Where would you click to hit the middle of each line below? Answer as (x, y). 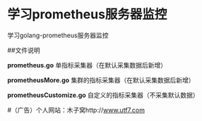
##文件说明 (24, 50)
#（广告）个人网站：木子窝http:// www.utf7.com (76, 110)
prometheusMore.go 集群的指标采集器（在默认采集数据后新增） (101, 80)
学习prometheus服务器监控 (87, 14)
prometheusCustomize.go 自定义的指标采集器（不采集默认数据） (103, 95)
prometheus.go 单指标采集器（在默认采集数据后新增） (87, 65)
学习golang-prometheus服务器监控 (58, 35)
